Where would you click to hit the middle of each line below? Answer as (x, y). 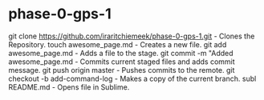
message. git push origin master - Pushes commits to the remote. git (122, 70)
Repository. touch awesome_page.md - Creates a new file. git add (118, 44)
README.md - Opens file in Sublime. (69, 87)
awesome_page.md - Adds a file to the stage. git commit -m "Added (121, 53)
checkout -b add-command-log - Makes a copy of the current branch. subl (132, 78)
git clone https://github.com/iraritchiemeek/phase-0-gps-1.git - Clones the (132, 36)
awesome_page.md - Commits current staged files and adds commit (122, 62)
